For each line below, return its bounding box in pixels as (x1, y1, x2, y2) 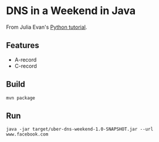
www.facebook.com (6, 131, 49, 137)
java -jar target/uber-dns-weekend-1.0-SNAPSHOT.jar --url (6, 126, 154, 133)
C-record (14, 62, 37, 69)
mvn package (6, 95, 35, 101)
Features (6, 40, 39, 50)
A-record (14, 56, 37, 63)
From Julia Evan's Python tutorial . (6, 23, 87, 31)
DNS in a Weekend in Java (6, 4, 136, 18)
